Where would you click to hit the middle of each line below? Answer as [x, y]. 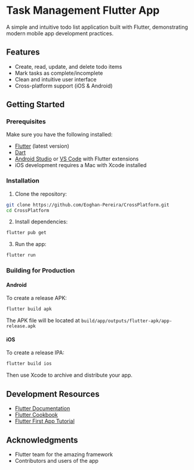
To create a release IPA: [35, 353]
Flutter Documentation [42, 408]
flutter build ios [29, 364]
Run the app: [30, 244]
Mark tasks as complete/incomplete [59, 73]
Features [23, 52]
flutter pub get [26, 233]
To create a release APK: [37, 298]
